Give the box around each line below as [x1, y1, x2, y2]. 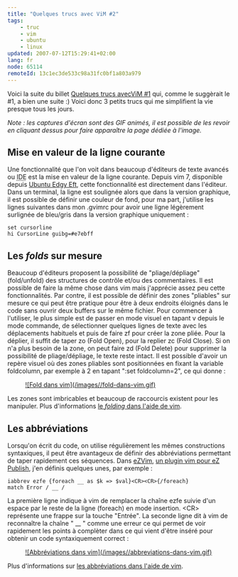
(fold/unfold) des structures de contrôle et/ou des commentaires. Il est [7, 276, 214, 285]
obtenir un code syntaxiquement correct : [7, 534, 129, 542]
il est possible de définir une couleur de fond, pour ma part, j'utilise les [7, 195, 215, 204]
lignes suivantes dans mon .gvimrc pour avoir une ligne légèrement [7, 203, 204, 212]
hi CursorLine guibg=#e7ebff [7, 230, 94, 238]
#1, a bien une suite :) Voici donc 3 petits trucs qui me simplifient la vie [7, 97, 213, 105]
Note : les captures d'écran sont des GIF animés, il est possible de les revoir [7, 118, 230, 126]
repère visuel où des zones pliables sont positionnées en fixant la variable [7, 360, 224, 368]
